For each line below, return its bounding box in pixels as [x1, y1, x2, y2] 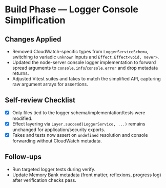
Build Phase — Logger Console [5, 4, 139, 15]
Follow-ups [5, 153, 42, 161]
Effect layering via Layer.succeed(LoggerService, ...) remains [12, 120, 146, 127]
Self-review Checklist [5, 96, 75, 105]
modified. [12, 115, 33, 121]
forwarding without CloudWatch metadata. [12, 138, 102, 144]
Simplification [5, 14, 66, 26]
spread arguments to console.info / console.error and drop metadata [12, 65, 158, 71]
